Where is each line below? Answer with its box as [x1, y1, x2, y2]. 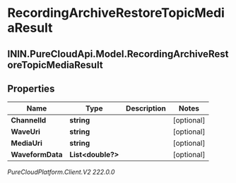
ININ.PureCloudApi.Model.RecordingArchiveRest [7, 48, 229, 60]
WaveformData [11, 150, 63, 160]
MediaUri [11, 139, 42, 149]
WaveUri [11, 127, 41, 137]
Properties [7, 82, 55, 94]
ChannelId [11, 115, 47, 125]
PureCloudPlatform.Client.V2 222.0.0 [7, 168, 115, 177]
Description [126, 103, 166, 113]
